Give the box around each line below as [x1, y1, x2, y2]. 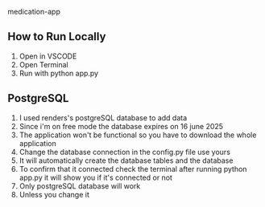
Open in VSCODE [19, 51, 77, 61]
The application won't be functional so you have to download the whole [19, 130, 257, 140]
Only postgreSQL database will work [19, 181, 141, 191]
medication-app [7, 7, 61, 16]
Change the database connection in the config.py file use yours [19, 147, 231, 156]
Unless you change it [19, 189, 90, 199]
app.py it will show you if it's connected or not [19, 172, 172, 182]
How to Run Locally [7, 30, 106, 43]
